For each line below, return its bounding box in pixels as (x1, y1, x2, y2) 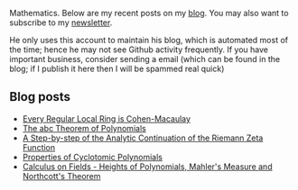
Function (22, 141, 56, 152)
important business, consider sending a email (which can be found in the (9, 54, 281, 64)
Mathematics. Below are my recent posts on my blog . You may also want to (9, 8, 289, 18)
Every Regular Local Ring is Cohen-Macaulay (22, 113, 191, 124)
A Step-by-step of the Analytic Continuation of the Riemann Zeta (22, 132, 264, 143)
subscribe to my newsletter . (9, 17, 113, 28)
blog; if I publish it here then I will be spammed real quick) (9, 63, 225, 74)
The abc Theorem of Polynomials (22, 122, 146, 133)
